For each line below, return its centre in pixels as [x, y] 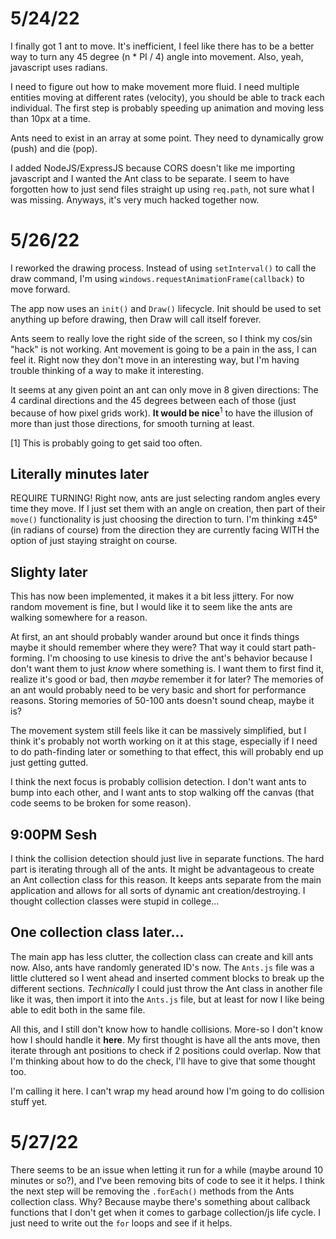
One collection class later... [97, 932]
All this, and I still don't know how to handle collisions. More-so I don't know [166, 1029]
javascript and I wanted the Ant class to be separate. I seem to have [150, 178]
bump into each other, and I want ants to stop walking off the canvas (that [162, 793]
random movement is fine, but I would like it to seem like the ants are [151, 607]
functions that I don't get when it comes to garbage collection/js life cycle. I [165, 1212]
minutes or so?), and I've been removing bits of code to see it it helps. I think [168, 1180]
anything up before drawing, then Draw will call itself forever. [136, 319]
